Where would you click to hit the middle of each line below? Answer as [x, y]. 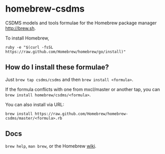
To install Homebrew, [27, 38]
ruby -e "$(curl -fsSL [29, 47]
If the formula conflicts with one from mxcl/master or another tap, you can [83, 89]
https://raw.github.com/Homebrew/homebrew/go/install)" [65, 52]
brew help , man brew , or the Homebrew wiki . [51, 146]
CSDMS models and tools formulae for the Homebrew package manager [81, 23]
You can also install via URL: [35, 104]
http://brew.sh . [21, 28]
